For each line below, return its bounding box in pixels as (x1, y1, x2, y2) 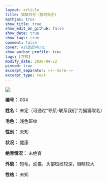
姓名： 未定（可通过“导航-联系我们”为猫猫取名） (5, 107, 105, 113)
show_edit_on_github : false (5, 26, 64, 31)
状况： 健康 (5, 139, 29, 145)
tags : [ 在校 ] (5, 54, 31, 59)
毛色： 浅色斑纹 (5, 118, 38, 124)
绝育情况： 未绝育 (5, 150, 42, 156)
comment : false (5, 40, 37, 45)
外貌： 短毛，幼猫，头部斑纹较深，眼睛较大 (5, 160, 94, 166)
